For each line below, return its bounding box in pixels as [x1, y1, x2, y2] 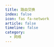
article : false [5, 21, 36, 26]
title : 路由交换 [5, 7, 35, 12]
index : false [5, 12, 32, 17]
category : [5, 30, 26, 35]
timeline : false [5, 25, 38, 30]
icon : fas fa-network [5, 16, 50, 21]
